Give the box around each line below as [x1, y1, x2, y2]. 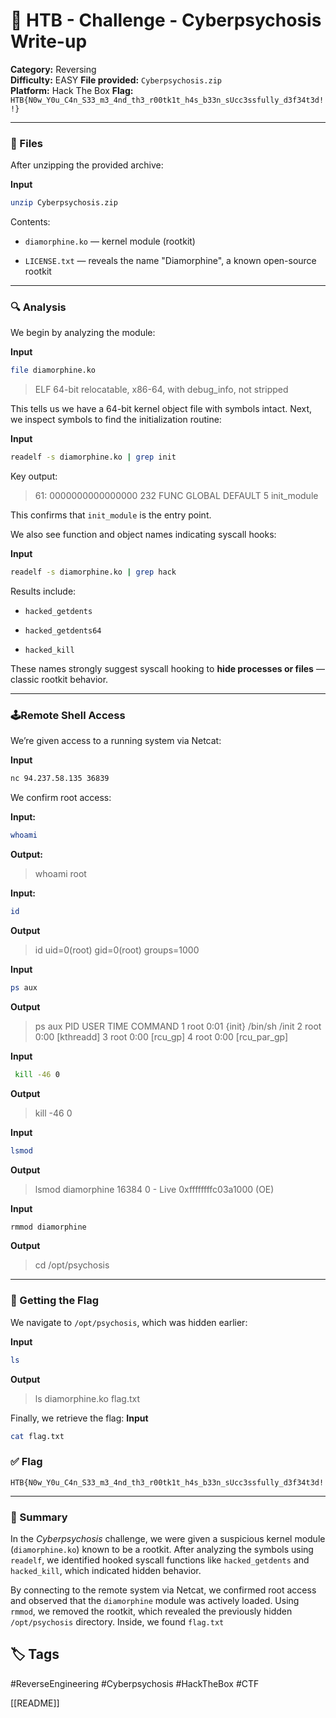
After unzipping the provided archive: [10, 159, 164, 171]
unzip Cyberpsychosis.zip [10, 198, 118, 208]
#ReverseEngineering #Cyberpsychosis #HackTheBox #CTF [10, 1677, 260, 1689]
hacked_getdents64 [24, 626, 102, 636]
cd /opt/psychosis [34, 1259, 110, 1271]
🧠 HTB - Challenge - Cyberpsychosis [10, 9, 322, 32]
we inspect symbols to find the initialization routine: [10, 414, 222, 426]
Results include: [10, 585, 77, 598]
